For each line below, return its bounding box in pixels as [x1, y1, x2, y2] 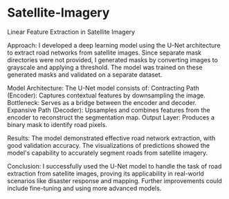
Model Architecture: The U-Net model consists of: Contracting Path [7, 84, 199, 92]
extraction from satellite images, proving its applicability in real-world [7, 169, 204, 178]
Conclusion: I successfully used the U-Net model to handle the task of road [7, 162, 222, 170]
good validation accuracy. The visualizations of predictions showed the [7, 141, 210, 149]
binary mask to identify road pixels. [7, 120, 107, 129]
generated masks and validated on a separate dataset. [7, 70, 163, 79]
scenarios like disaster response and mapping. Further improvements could [7, 176, 223, 184]
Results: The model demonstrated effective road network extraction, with [7, 133, 216, 142]
